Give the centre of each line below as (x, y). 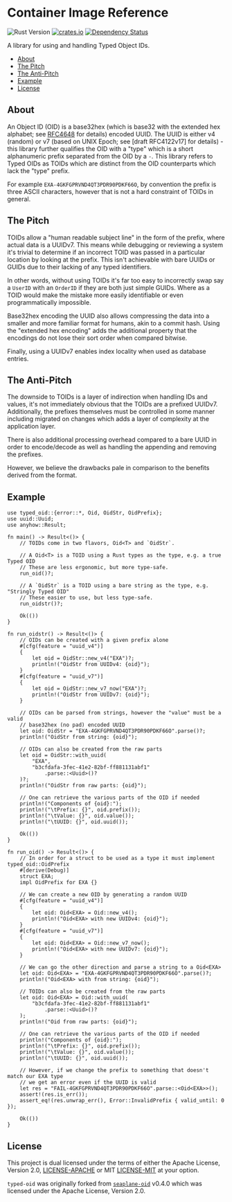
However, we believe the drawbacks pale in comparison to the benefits (108, 468)
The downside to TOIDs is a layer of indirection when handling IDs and (107, 397)
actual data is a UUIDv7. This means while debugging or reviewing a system (115, 244)
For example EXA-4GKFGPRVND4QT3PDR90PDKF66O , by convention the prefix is (112, 184)
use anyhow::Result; (37, 525)
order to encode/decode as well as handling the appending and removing (112, 447)
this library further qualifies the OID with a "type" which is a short (100, 149)
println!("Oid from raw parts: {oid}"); (79, 1022)
